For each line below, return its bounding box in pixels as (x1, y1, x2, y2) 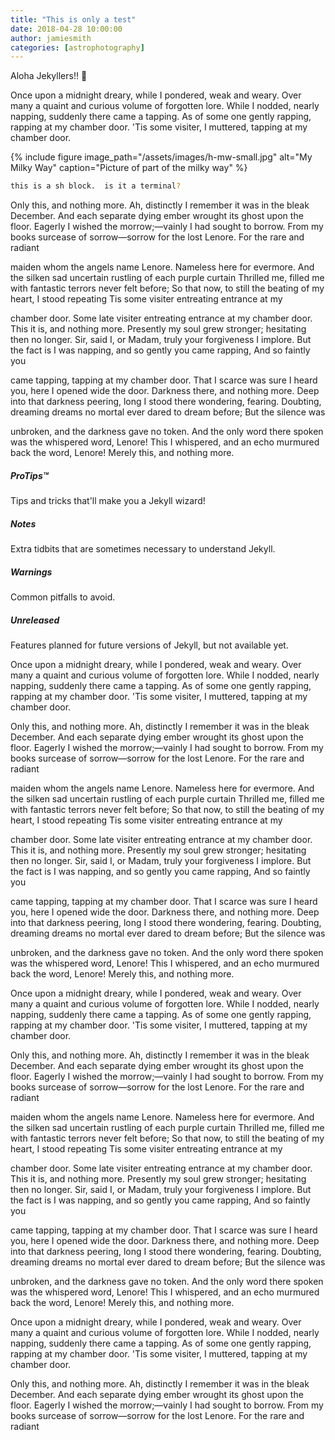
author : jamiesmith (10, 33, 92, 43)
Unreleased (10, 614, 60, 626)
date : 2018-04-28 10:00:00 (10, 24, 123, 34)
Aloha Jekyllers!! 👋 (10, 70, 88, 82)
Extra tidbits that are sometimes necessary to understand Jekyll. (10, 543, 276, 555)
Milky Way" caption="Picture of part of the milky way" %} (10, 162, 248, 174)
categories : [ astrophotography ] (10, 42, 145, 53)
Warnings (10, 566, 53, 578)
